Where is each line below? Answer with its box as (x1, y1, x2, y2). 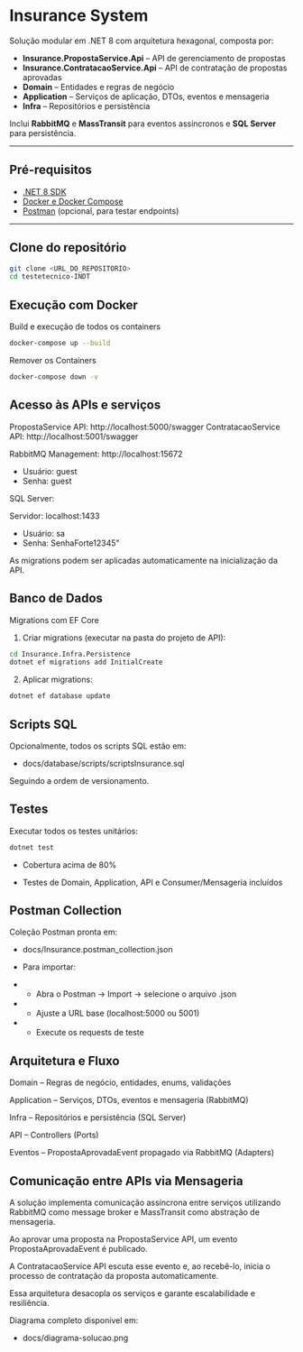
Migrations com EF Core (9, 614, 99, 625)
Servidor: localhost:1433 (9, 510, 100, 521)
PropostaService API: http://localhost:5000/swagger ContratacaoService (9, 421, 281, 432)
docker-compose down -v (9, 372, 99, 382)
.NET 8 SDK (22, 186, 67, 197)
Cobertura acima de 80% (22, 859, 117, 870)
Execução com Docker (9, 297, 138, 312)
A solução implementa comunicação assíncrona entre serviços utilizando (9, 1197, 281, 1209)
